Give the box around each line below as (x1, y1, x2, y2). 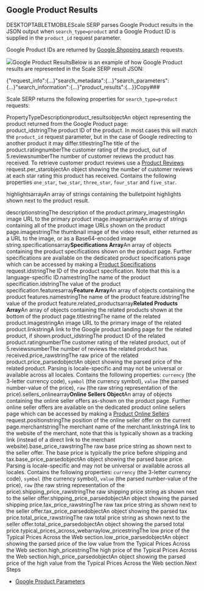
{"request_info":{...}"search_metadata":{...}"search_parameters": (6, 76, 169, 84)
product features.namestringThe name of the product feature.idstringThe (6, 293, 190, 300)
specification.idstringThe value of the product (6, 280, 121, 287)
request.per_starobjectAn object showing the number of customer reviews (6, 165, 193, 173)
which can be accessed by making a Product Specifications (6, 260, 157, 268)
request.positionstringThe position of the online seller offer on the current (6, 416, 191, 424)
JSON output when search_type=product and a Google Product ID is (6, 28, 176, 35)
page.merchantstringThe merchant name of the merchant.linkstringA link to (6, 423, 195, 430)
